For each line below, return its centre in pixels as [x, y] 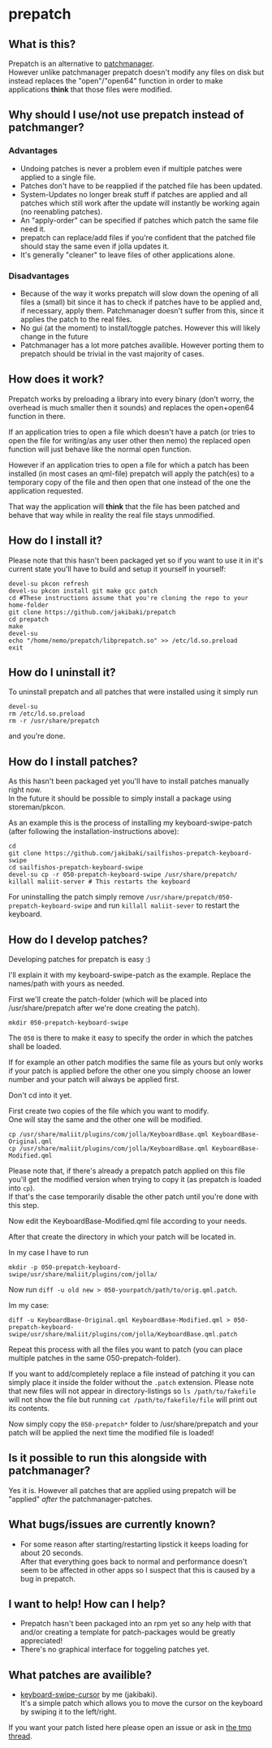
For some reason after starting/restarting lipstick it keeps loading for [134, 1544]
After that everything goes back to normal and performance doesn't [134, 1561]
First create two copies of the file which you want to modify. [109, 1111]
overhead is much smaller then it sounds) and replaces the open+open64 [131, 408]
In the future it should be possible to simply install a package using [120, 798]
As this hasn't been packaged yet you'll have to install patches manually [129, 781]
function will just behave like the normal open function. [100, 449]
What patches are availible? [80, 1675]
